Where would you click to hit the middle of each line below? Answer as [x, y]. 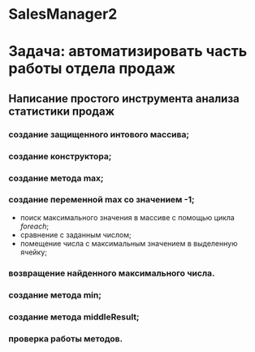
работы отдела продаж [92, 69]
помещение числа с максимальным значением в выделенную [129, 243]
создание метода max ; [56, 178]
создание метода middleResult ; [74, 316]
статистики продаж [62, 111]
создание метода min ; [55, 295]
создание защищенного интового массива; [99, 134]
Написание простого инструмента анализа [124, 98]
